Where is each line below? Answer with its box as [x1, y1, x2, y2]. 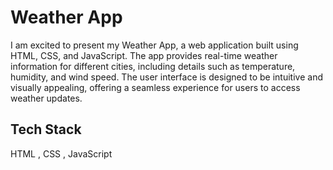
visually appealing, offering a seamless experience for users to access [10, 81, 301, 93]
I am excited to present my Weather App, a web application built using [10, 39, 299, 51]
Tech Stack [10, 121, 82, 138]
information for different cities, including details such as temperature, [10, 60, 296, 72]
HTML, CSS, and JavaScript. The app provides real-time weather [10, 49, 278, 61]
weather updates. [10, 92, 83, 104]
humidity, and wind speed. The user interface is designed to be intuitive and [10, 71, 323, 83]
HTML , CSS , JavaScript [10, 147, 113, 160]
